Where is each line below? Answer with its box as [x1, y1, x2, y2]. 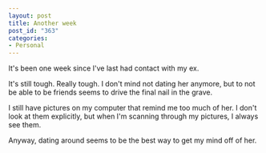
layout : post [8, 11, 52, 20]
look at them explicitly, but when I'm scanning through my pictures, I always [8, 111, 259, 121]
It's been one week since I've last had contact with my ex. [8, 63, 199, 73]
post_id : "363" [8, 26, 59, 34]
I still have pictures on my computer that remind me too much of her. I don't [8, 103, 257, 113]
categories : [8, 34, 48, 42]
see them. [8, 120, 42, 130]
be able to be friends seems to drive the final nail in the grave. [8, 87, 213, 97]
